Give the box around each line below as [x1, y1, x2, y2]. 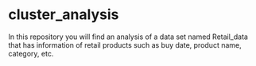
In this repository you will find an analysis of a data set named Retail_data [8, 32, 249, 41]
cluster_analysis [8, 6, 119, 24]
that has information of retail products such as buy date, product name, [8, 40, 242, 49]
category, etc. [8, 49, 54, 58]
